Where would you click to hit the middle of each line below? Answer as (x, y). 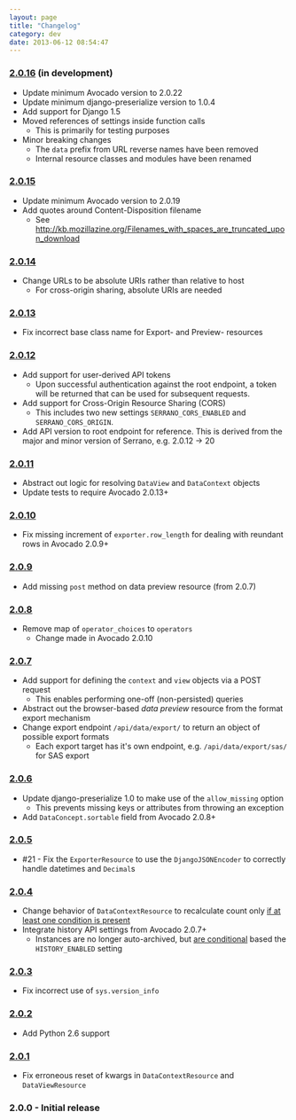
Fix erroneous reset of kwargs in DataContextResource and (128, 1075)
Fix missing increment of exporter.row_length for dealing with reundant (152, 535)
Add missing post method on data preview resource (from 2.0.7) (139, 586)
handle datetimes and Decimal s (78, 868)
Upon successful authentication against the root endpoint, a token (156, 384)
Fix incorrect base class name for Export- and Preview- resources (142, 333)
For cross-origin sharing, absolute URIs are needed (129, 290)
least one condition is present (76, 920)
